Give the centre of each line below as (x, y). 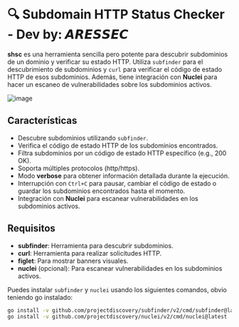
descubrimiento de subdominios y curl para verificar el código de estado (115, 69)
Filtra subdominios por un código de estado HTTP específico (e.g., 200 (122, 153)
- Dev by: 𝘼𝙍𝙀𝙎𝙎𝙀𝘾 (68, 35)
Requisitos (31, 228)
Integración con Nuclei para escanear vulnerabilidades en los (108, 198)
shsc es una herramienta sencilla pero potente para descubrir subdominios (118, 54)
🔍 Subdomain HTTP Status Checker (116, 15)
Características (42, 121)
